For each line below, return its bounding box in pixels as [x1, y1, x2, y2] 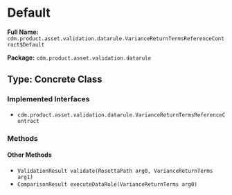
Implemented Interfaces [7, 94, 90, 104]
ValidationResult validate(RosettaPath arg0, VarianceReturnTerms [17, 167, 213, 174]
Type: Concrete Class [7, 74, 102, 85]
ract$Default [7, 41, 45, 48]
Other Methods [7, 151, 52, 159]
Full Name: [7, 28, 39, 36]
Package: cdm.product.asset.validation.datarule [7, 53, 152, 62]
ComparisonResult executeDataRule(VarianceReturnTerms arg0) [17, 180, 198, 188]
